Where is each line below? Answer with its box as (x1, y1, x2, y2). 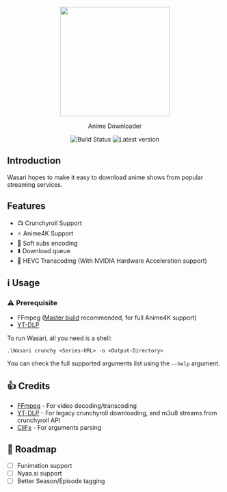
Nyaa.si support (16, 469, 62, 477)
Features (7, 200, 46, 212)
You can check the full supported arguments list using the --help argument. (7, 359, 220, 367)
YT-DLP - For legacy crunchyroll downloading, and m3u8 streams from (16, 409, 217, 417)
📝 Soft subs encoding (16, 239, 78, 247)
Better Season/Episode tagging (16, 477, 105, 485)
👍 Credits (7, 380, 51, 391)
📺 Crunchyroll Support (16, 219, 82, 227)
